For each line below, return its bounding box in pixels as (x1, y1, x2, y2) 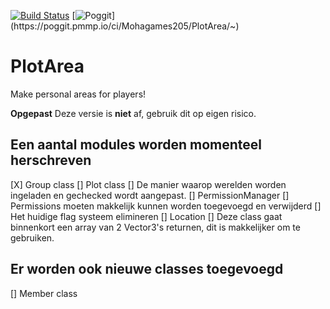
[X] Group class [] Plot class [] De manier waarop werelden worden (10, 178, 287, 190)
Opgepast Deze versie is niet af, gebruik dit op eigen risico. (10, 107, 257, 119)
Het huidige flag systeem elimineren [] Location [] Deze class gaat (10, 210, 283, 222)
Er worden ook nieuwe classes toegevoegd (10, 261, 284, 278)
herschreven (10, 152, 92, 169)
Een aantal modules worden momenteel (10, 136, 262, 154)
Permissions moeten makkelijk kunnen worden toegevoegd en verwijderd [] (10, 200, 322, 212)
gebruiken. (10, 231, 55, 244)
